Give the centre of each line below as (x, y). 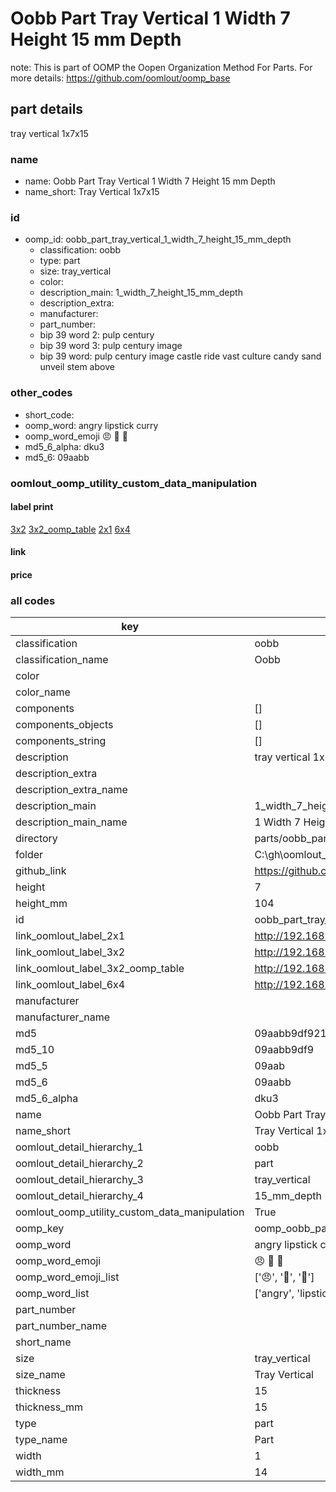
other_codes (41, 393)
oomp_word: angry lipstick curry (91, 425)
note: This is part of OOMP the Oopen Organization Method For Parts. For (161, 67)
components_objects (64, 725)
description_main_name (71, 822)
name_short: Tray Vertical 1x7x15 (92, 192)
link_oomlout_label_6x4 (70, 985)
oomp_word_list (52, 1294)
